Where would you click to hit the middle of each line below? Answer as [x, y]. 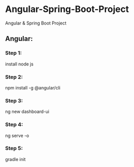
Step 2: [14, 77]
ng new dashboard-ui [27, 111]
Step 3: [14, 100]
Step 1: [13, 53]
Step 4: [14, 124]
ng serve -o [17, 135]
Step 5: [14, 148]
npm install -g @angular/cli [33, 87]
